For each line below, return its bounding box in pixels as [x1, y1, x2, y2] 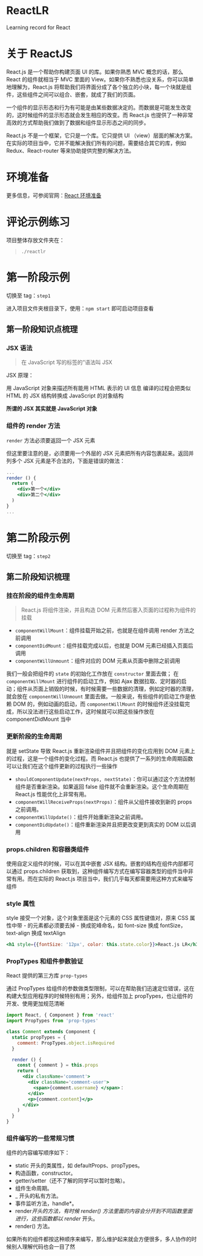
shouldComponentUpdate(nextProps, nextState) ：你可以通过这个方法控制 [14, 775, 195, 783]
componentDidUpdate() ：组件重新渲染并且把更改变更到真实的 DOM [14, 820, 179, 828]
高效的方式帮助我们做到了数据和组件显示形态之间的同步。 [6, 119, 149, 126]
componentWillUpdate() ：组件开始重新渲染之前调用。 [14, 813, 147, 820]
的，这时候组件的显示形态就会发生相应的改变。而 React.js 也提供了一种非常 [6, 111, 193, 118]
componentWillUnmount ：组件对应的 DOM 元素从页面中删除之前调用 [14, 657, 181, 664]
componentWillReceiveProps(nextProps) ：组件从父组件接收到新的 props [14, 798, 192, 805]
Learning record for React [6, 24, 71, 31]
